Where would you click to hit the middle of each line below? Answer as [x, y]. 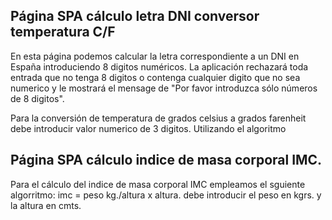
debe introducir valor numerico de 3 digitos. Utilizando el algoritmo [148, 128]
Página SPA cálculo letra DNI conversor [135, 16]
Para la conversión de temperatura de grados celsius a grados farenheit [158, 118]
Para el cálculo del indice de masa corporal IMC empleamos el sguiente [158, 184]
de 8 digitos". [37, 98]
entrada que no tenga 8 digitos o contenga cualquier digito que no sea [155, 77]
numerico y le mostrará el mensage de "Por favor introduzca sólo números [164, 88]
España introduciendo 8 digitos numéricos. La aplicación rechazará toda [159, 66]
